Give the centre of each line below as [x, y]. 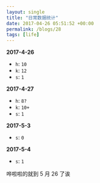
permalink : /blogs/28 [34, 29]
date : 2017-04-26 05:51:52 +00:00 [50, 23]
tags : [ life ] [23, 35]
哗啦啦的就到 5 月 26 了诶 [38, 174]
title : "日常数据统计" [32, 18]
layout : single [26, 12]
